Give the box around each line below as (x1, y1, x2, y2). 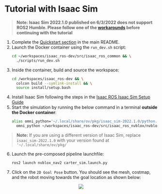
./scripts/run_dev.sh (16, 58, 60, 63)
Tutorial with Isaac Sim (4, 3, 98, 15)
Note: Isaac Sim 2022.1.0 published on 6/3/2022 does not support (16, 19, 153, 25)
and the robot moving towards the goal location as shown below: (11, 174, 141, 180)
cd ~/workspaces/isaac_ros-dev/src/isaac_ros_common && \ (11, 53, 131, 59)
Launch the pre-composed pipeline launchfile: (11, 151, 104, 157)
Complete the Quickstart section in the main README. (11, 39, 120, 45)
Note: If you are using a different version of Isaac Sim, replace (16, 132, 141, 138)
